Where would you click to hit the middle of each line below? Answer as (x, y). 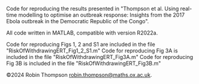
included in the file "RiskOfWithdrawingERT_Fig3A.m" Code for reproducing (100, 57)
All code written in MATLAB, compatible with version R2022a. (82, 33)
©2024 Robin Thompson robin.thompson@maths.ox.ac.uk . (79, 75)
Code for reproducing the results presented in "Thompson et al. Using (93, 9)
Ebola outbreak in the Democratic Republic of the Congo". (78, 21)
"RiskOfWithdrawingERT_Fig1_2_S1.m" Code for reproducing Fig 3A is (92, 51)
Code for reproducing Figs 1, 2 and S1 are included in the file (81, 44)
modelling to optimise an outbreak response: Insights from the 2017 (101, 15)
